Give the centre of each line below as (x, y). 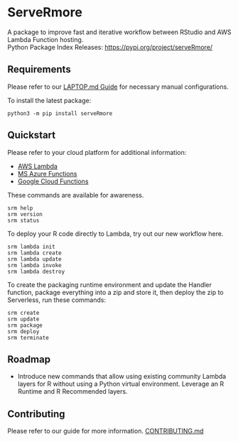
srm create (23, 313)
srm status (23, 220)
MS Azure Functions (47, 173)
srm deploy (23, 331)
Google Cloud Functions (53, 181)
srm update (23, 319)
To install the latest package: (49, 100)
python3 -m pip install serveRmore (60, 113)
